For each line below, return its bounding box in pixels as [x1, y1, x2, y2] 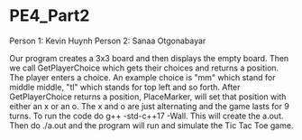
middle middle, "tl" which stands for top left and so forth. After [9, 81, 241, 92]
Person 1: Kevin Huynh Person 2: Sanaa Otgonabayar [9, 35, 206, 46]
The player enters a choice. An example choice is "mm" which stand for [9, 71, 277, 82]
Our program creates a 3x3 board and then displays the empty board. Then [9, 52, 289, 63]
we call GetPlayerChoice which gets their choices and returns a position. [9, 62, 279, 73]
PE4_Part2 [9, 5, 90, 26]
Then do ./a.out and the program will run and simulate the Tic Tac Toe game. [9, 119, 294, 131]
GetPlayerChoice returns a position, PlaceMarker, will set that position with [9, 91, 287, 102]
